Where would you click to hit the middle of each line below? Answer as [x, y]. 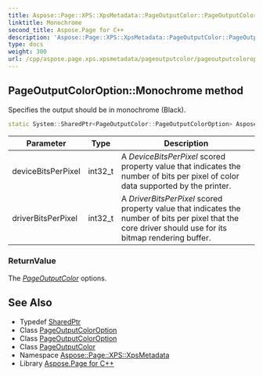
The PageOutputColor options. [58, 278]
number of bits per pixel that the [180, 218]
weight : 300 [27, 52]
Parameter [46, 143]
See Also [30, 303]
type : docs [26, 45]
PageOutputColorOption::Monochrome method [126, 91]
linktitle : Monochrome [45, 23]
